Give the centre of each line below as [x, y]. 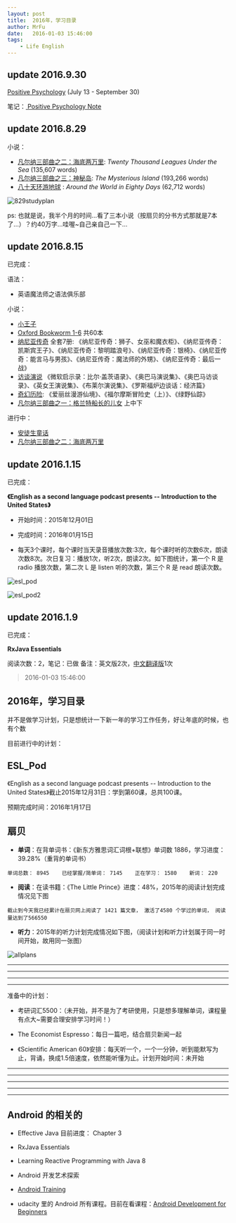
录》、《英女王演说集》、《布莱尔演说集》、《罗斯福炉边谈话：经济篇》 [113, 386]
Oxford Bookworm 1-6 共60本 [60, 333]
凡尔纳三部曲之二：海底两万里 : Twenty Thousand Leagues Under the [117, 162]
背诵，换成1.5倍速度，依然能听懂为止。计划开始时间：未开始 [117, 1058]
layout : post [26, 14]
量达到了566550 [27, 918]
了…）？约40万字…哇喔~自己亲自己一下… [67, 224]
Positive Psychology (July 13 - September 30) [73, 91]
